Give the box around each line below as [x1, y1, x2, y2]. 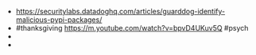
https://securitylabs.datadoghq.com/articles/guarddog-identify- [15, 7, 226, 16]
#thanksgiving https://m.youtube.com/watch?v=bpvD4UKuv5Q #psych [15, 24, 249, 32]
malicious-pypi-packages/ [15, 15, 103, 24]
